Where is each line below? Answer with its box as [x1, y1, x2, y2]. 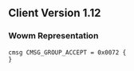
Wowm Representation [8, 30, 99, 41]
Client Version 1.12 [8, 6, 101, 20]
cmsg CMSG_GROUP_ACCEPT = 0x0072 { [8, 48, 127, 57]
